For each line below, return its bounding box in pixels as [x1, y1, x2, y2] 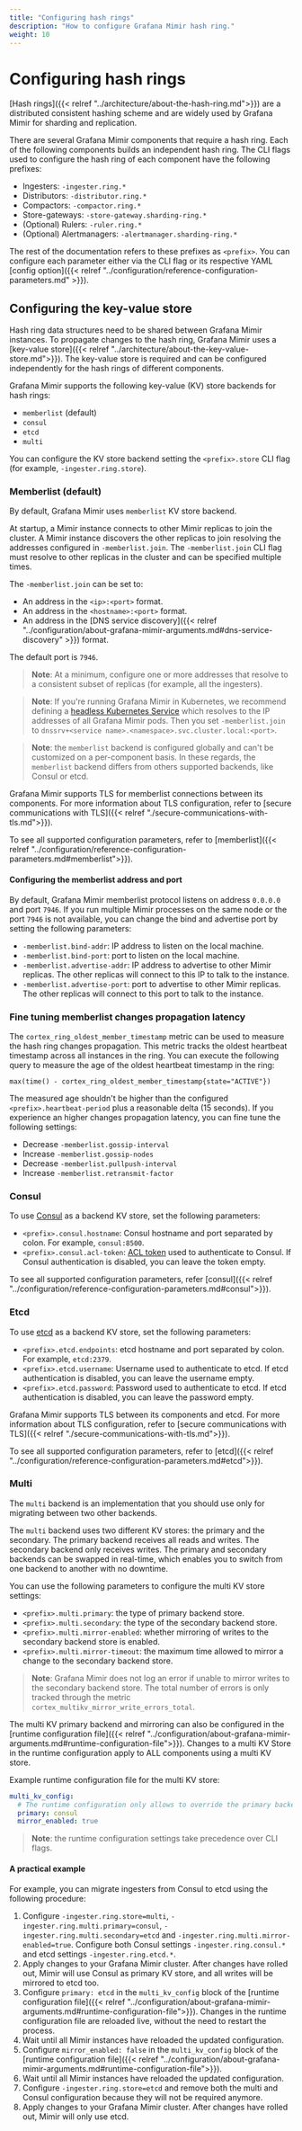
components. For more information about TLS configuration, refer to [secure [9, 798, 292, 809]
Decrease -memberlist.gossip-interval [22, 1138, 170, 1149]
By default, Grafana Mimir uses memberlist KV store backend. [9, 505, 237, 517]
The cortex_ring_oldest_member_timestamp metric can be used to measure [9, 1030, 285, 1041]
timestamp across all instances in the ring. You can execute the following [9, 1049, 280, 1061]
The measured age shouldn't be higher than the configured [9, 1092, 229, 1103]
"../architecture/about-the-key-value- [111, 343, 250, 355]
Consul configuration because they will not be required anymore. [22, 2091, 263, 2102]
